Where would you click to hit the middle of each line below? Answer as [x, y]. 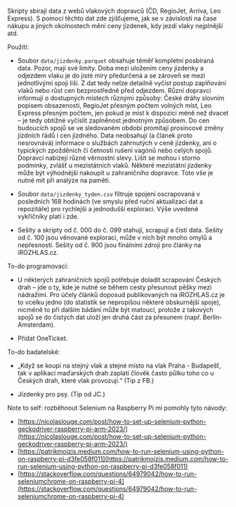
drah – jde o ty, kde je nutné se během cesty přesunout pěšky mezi [114, 287]
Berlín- [212, 317]
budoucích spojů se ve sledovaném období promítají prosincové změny [120, 128]
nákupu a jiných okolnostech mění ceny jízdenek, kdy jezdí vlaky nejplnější [115, 26]
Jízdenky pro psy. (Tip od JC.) [61, 394]
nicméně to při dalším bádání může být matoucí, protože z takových [116, 309]
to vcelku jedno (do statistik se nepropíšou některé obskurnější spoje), [119, 302]
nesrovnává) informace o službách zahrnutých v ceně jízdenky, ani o [117, 143]
